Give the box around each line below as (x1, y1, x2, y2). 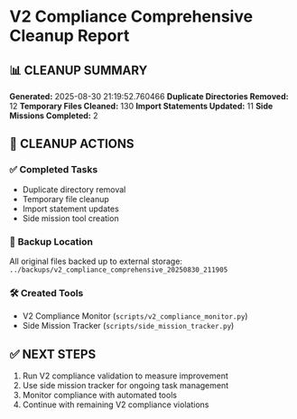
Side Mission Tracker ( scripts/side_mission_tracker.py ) (22, 321, 235, 331)
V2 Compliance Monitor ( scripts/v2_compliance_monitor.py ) (22, 311, 248, 321)
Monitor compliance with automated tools (22, 390, 178, 401)
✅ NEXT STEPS (9, 346, 97, 362)
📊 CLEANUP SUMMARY (9, 62, 148, 78)
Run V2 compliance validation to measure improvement (22, 370, 228, 381)
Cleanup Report (9, 25, 130, 46)
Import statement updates (22, 203, 119, 214)
